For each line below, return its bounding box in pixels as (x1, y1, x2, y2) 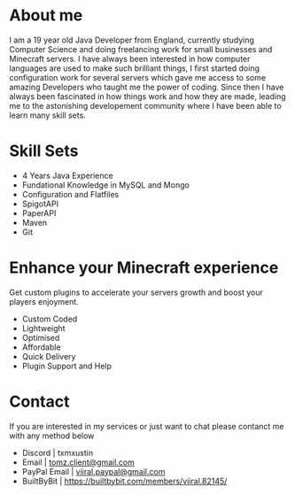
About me (9, 5, 83, 26)
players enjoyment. (9, 296, 80, 306)
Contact (9, 391, 70, 412)
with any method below (9, 430, 95, 441)
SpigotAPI (21, 198, 59, 209)
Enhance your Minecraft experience (9, 258, 279, 278)
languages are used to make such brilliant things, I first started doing (9, 63, 260, 73)
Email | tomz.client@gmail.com (21, 457, 136, 468)
